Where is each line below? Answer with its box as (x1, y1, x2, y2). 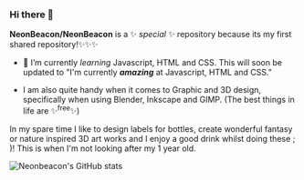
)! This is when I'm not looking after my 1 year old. (9, 143, 196, 154)
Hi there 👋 (9, 8, 55, 21)
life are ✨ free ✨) (22, 104, 80, 116)
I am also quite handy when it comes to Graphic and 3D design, (22, 85, 262, 95)
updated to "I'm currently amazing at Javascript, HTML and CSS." (22, 67, 272, 78)
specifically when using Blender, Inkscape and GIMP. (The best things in (22, 95, 295, 105)
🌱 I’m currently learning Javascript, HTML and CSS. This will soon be (22, 57, 283, 68)
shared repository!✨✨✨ (9, 39, 99, 50)
